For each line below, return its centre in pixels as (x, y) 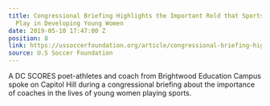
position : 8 (28, 38)
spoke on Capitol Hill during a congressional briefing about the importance (132, 84)
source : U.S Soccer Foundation (61, 53)
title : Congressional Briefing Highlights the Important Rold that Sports (136, 16)
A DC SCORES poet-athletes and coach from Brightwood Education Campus (135, 76)
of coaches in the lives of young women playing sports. (100, 93)
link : (17, 46)
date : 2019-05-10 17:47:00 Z (57, 31)
